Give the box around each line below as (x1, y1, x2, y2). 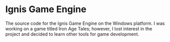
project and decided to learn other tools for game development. (5, 31, 139, 37)
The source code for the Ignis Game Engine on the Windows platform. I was (5, 20, 165, 26)
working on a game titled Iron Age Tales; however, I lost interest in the (5, 25, 153, 31)
